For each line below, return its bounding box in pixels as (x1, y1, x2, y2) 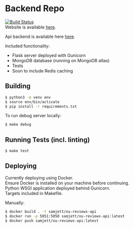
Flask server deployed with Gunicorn (12, 52, 86, 58)
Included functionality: (5, 43, 50, 49)
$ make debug (5, 122, 32, 127)
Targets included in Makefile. (5, 190, 63, 196)
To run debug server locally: (5, 113, 62, 119)
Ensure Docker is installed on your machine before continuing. (5, 180, 130, 186)
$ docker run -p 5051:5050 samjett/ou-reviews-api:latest (5, 213, 125, 219)
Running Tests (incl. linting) (5, 136, 90, 144)
